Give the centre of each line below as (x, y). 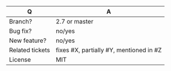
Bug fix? (20, 31)
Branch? (21, 21)
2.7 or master (75, 21)
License (20, 60)
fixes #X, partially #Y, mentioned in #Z (109, 50)
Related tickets (30, 50)
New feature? (28, 40)
